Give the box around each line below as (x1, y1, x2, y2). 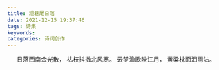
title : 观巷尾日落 (7, 10, 55, 17)
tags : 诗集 (7, 23, 37, 30)
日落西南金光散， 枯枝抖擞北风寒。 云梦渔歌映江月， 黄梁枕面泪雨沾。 (17, 56, 216, 64)
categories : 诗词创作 (7, 36, 66, 43)
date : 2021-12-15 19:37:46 (7, 16, 85, 23)
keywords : (7, 29, 36, 36)
